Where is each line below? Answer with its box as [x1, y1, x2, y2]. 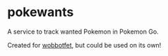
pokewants [7, 4, 74, 20]
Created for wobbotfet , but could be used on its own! [7, 41, 162, 49]
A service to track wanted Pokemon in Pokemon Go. [7, 27, 159, 36]
